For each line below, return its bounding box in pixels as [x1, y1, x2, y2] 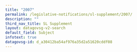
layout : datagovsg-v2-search [5, 26, 66, 31]
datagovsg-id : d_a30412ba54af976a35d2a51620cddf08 [5, 40, 113, 45]
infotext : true [5, 35, 37, 40]
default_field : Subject [5, 30, 55, 35]
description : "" [5, 16, 39, 21]
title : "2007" [5, 7, 35, 12]
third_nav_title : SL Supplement [5, 21, 72, 26]
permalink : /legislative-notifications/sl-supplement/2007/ [5, 12, 133, 17]
